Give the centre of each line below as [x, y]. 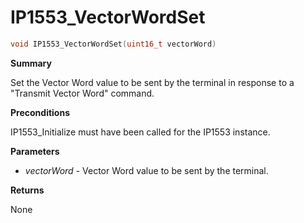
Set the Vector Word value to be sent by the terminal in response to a [152, 82]
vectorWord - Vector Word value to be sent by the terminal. [146, 170]
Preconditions [40, 112]
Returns [27, 190]
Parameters [35, 151]
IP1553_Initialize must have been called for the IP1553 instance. [140, 132]
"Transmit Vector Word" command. [82, 93]
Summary [31, 63]
